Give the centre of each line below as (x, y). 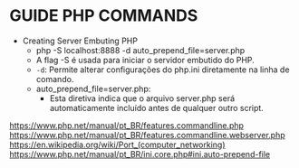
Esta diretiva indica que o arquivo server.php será (142, 98)
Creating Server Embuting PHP (80, 41)
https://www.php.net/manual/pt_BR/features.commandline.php (127, 125)
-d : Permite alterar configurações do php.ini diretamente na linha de (163, 70)
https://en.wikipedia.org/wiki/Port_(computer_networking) (117, 145)
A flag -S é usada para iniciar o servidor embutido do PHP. (145, 60)
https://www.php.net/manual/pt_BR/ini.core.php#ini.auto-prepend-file (140, 154)
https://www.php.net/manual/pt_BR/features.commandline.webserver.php (147, 135)
